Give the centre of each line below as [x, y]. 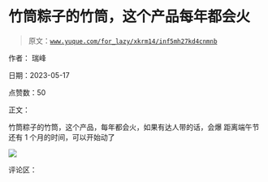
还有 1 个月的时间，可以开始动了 [62, 137]
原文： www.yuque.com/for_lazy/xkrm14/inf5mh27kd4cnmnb [123, 41]
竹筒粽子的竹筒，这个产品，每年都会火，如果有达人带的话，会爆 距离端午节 [134, 127]
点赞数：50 [27, 92]
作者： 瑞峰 [27, 58]
